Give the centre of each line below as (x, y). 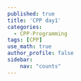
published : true (31, 14)
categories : (25, 27)
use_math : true (30, 46)
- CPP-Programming (41, 33)
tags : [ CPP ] (25, 40)
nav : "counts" (40, 66)
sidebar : (20, 60)
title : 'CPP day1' (34, 20)
